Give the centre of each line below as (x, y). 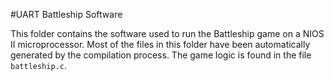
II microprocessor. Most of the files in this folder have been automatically (160, 44)
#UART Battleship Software (66, 14)
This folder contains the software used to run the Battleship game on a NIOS (167, 33)
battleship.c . (38, 65)
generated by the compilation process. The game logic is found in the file (161, 55)
